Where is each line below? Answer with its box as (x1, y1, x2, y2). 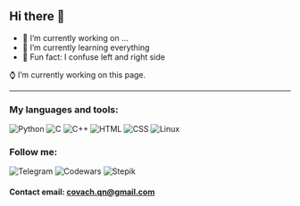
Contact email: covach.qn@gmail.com (9, 186, 155, 197)
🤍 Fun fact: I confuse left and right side (21, 51, 165, 62)
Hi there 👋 (9, 9, 65, 24)
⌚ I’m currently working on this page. (9, 69, 146, 80)
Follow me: (9, 146, 58, 159)
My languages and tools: (9, 103, 119, 116)
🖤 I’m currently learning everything (21, 42, 150, 53)
